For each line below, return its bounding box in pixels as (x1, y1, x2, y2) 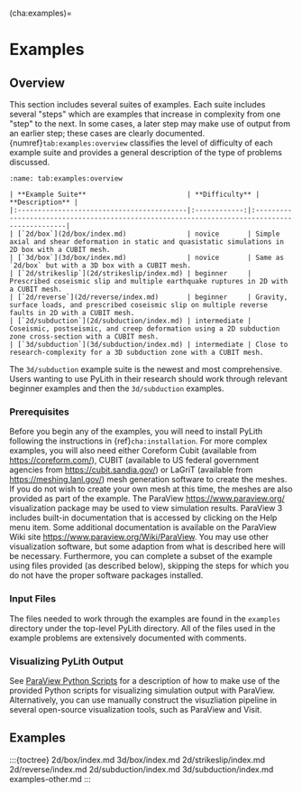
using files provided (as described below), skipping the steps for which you (9, 560, 289, 572)
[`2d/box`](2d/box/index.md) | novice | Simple (17, 229, 280, 238)
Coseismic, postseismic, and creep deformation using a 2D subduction (9, 324, 280, 333)
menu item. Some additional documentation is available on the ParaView (9, 522, 278, 533)
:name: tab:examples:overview (9, 174, 124, 183)
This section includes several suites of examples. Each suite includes (9, 99, 266, 109)
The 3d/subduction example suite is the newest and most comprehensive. (9, 364, 282, 374)
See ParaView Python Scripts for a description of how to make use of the (9, 675, 280, 686)
